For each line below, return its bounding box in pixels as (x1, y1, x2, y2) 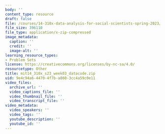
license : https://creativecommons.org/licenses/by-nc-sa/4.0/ (5, 62, 135, 67)
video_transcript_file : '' (9, 99, 65, 104)
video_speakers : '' (9, 107, 50, 113)
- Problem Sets (5, 57, 36, 62)
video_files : (5, 80, 32, 85)
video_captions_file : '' (9, 89, 60, 94)
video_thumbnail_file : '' (9, 94, 63, 99)
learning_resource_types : (5, 53, 58, 58)
